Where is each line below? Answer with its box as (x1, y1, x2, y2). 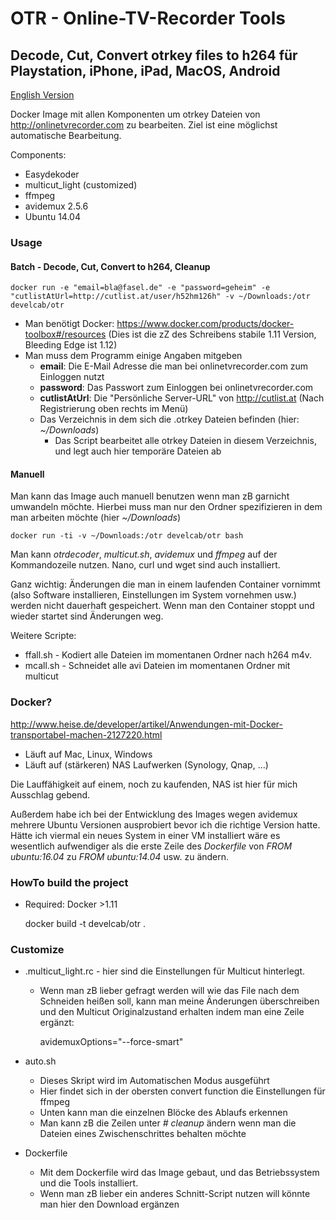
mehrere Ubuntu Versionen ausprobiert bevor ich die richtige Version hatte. (10, 818, 321, 831)
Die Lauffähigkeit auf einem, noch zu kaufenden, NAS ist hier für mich (10, 778, 298, 790)
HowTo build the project (10, 875, 129, 889)
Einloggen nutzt (39, 371, 105, 383)
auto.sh (24, 1055, 57, 1067)
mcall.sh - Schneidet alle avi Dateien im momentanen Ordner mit (24, 660, 291, 672)
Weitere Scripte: (10, 630, 77, 642)
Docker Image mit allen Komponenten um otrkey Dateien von (10, 108, 261, 120)
